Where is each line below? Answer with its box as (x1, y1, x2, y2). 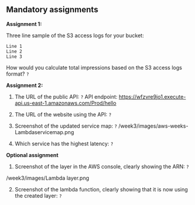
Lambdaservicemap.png (14, 128, 74, 135)
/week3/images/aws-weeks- (118, 122, 188, 129)
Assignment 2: (6, 82, 43, 89)
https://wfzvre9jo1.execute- (119, 93, 186, 100)
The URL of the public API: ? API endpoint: (14, 93, 118, 100)
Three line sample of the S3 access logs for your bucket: (6, 32, 144, 39)
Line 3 (6, 53, 22, 60)
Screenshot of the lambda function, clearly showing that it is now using (14, 186, 188, 193)
